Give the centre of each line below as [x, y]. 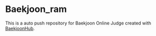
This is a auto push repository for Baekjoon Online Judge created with [78, 23]
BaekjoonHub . [20, 28]
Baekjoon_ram [36, 9]
